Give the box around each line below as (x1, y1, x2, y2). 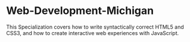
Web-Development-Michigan (6, 4, 154, 17)
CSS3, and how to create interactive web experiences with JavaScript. (6, 29, 179, 36)
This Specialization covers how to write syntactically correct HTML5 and (6, 23, 185, 30)
